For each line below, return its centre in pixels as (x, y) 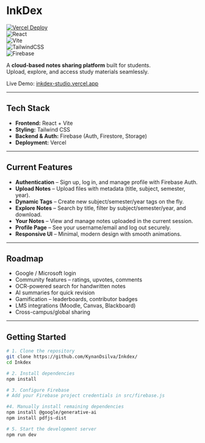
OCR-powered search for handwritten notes (70, 286)
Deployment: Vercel (41, 142)
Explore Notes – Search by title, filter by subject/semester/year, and (100, 208)
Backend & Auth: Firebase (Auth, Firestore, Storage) (81, 136)
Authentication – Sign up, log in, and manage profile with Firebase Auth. (106, 182)
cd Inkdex (19, 362)
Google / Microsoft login (45, 273)
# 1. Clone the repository (41, 351)
